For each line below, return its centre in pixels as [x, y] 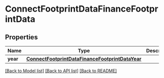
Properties [21, 37]
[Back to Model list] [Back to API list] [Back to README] [61, 71]
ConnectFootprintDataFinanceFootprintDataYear [84, 59]
